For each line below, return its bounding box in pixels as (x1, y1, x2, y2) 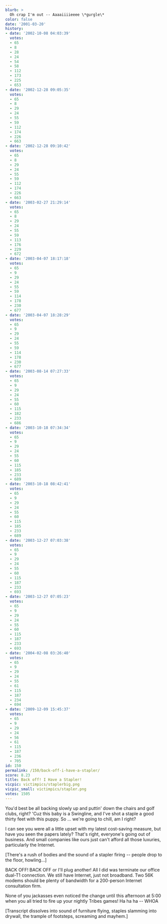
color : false (5, 17, 33, 22)
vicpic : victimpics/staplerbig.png (5, 782, 80, 787)
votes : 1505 (5, 791, 30, 796)
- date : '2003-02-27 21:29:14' (5, 200, 71, 205)
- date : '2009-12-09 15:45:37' (5, 707, 71, 712)
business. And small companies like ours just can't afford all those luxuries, (5, 836, 161, 842)
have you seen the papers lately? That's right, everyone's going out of (5, 831, 151, 837)
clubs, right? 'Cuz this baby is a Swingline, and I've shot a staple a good (5, 810, 154, 816)
